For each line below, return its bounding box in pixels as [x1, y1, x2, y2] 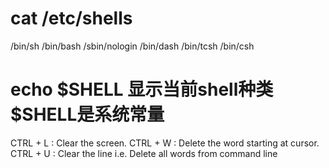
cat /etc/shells [10, 7, 133, 30]
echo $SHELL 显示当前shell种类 [10, 78, 274, 101]
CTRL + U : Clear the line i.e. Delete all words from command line [10, 147, 278, 159]
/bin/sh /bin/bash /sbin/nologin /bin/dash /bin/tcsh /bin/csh [10, 40, 255, 52]
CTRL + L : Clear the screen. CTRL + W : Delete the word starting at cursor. [10, 137, 320, 149]
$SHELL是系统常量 [10, 103, 165, 126]
